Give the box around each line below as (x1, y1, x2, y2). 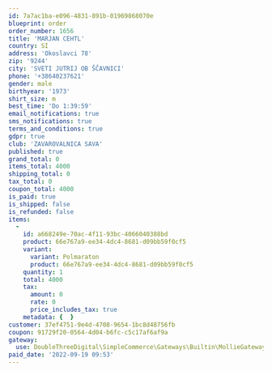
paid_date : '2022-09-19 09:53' (8, 351, 114, 359)
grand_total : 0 (8, 155, 60, 163)
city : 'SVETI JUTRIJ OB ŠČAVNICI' (8, 65, 125, 73)
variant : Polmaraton (29, 253, 100, 261)
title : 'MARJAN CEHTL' (8, 34, 85, 43)
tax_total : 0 (8, 177, 53, 186)
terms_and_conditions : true (8, 125, 104, 133)
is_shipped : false (8, 200, 70, 208)
